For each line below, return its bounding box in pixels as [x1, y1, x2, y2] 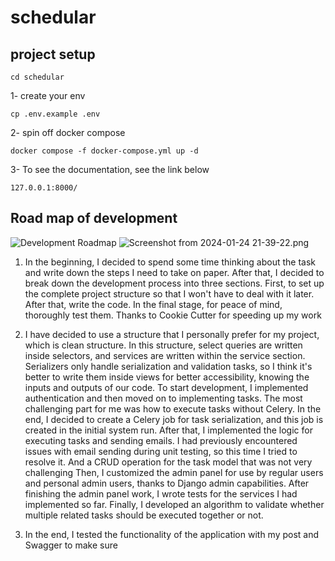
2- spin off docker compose [10, 127, 126, 138]
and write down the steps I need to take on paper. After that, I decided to [24, 266, 325, 278]
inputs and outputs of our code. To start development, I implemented [24, 381, 309, 393]
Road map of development [10, 210, 178, 227]
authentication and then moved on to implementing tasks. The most [24, 392, 303, 404]
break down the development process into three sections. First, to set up [24, 277, 325, 289]
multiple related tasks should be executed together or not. [24, 509, 264, 521]
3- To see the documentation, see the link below [10, 164, 210, 175]
